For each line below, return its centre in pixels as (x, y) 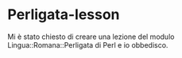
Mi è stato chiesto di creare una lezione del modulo (91, 37)
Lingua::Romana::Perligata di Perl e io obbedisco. (88, 44)
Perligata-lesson (64, 15)
